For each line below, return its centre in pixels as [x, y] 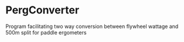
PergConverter [42, 10]
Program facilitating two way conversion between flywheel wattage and [92, 26]
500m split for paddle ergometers [46, 32]
